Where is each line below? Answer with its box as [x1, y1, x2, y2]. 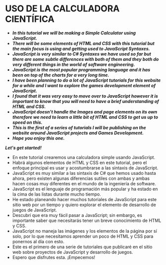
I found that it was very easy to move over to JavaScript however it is [12, 93, 159, 99]
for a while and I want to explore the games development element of [12, 82, 156, 88]
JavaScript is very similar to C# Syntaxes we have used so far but [12, 51, 151, 57]
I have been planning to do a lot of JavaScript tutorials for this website [12, 77, 161, 83]
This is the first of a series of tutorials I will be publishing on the [12, 124, 146, 130]
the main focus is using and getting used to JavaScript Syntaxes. [12, 46, 150, 52]
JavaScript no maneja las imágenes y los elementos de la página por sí [12, 228, 157, 234]
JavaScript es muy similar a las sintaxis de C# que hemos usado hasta [12, 170, 156, 176]
